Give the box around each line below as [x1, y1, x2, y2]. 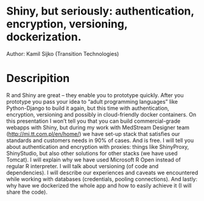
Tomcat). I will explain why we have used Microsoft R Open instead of [6, 156, 181, 163]
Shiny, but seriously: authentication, [6, 4, 194, 18]
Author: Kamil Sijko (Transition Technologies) [6, 50, 119, 57]
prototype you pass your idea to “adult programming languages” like [6, 98, 178, 105]
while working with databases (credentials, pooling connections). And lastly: [6, 175, 198, 183]
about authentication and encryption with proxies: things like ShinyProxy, [6, 143, 189, 150]
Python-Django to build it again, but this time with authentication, [6, 104, 169, 112]
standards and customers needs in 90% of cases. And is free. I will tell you [6, 137, 194, 144]
